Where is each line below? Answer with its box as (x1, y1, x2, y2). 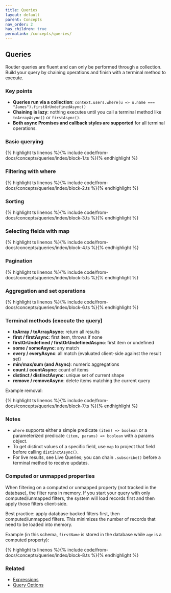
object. (12, 438, 28, 444)
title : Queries (5, 7, 38, 13)
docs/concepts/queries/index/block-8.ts (5, 552, 90, 558)
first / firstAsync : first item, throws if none (12, 334, 103, 340)
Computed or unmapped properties (5, 473, 95, 480)
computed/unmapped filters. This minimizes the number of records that (5, 516, 156, 522)
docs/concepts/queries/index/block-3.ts (5, 215, 90, 221)
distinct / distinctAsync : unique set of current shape (12, 372, 125, 379)
